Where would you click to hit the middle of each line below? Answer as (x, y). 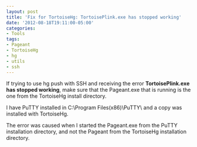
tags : (13, 39)
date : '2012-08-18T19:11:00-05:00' (50, 23)
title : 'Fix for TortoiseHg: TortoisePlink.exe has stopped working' (94, 17)
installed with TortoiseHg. (37, 114)
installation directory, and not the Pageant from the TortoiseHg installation (96, 132)
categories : (21, 28)
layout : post (22, 12)
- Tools (16, 34)
